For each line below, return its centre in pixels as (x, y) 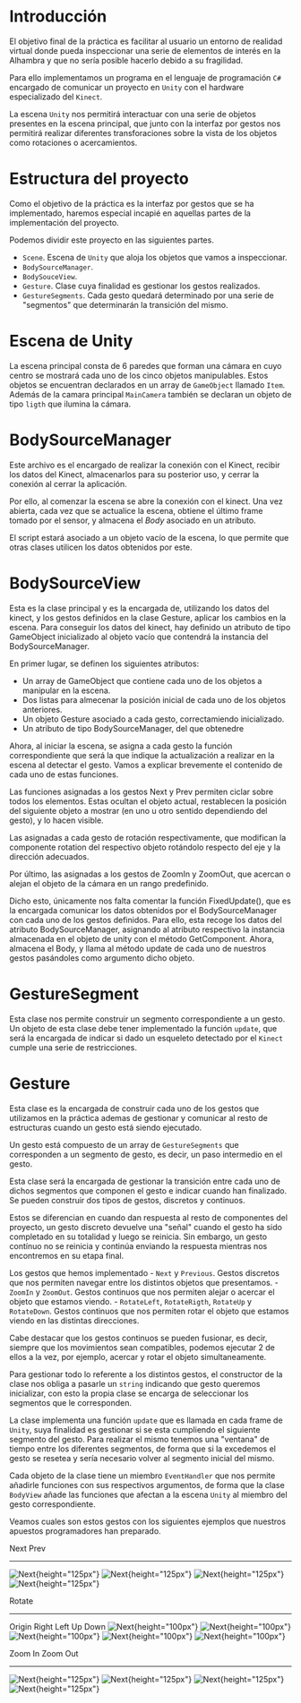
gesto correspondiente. (52, 1504)
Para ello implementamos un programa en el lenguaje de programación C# (146, 77)
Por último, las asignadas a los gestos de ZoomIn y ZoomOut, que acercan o (150, 874)
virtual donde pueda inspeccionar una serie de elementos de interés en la (145, 50)
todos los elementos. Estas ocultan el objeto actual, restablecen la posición (148, 801)
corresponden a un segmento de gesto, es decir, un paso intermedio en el (146, 1154)
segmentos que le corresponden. (71, 1402)
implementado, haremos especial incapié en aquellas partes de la (130, 213)
